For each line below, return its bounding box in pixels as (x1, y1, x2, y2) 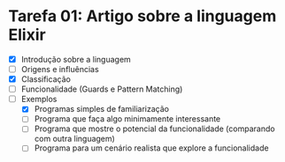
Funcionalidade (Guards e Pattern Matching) (20, 84, 183, 94)
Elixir (8, 25, 46, 45)
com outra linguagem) (34, 134, 116, 144)
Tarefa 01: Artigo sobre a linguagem (8, 6, 277, 26)
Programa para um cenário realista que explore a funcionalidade (34, 143, 269, 153)
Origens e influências (20, 64, 99, 74)
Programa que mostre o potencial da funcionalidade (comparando (34, 123, 275, 134)
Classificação (20, 74, 72, 85)
